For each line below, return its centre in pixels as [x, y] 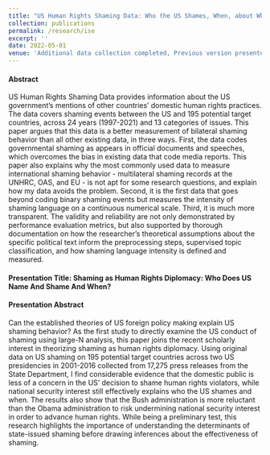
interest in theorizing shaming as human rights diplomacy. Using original [128, 348]
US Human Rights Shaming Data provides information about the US [119, 97]
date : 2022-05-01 [37, 46]
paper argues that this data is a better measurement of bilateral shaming [128, 131]
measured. [26, 259]
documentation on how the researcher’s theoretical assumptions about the [132, 234]
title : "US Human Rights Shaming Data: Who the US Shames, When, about [131, 16]
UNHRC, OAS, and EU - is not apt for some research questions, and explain [133, 183]
